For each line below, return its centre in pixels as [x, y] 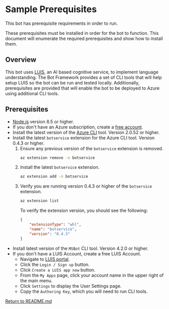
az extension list [39, 201]
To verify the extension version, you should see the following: [84, 210]
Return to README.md [29, 301]
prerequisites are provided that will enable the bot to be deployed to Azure [82, 88]
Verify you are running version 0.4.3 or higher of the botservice [86, 186]
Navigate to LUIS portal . [45, 259]
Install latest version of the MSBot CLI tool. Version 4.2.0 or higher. [80, 248]
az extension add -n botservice [54, 176]
